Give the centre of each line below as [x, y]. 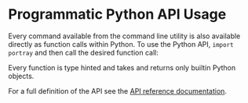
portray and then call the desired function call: [83, 52]
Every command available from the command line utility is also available [124, 36]
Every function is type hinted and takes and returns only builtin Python [122, 67]
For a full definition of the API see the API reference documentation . [118, 91]
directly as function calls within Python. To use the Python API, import [121, 44]
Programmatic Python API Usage [117, 14]
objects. [21, 76]
